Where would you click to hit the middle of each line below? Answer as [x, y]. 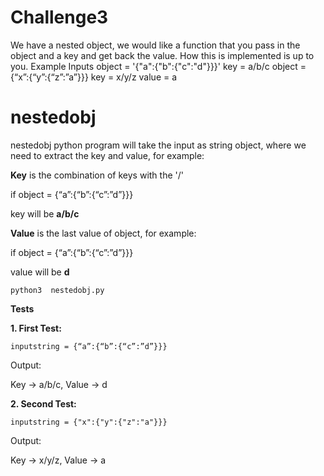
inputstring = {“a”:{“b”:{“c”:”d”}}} [89, 346]
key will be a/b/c [45, 213]
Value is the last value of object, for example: [103, 233]
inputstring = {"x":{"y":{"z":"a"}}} [89, 422]
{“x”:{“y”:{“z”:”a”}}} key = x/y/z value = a [94, 77]
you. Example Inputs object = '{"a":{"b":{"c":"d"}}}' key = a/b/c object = [158, 66]
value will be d [40, 272]
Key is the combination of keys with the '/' [97, 175]
